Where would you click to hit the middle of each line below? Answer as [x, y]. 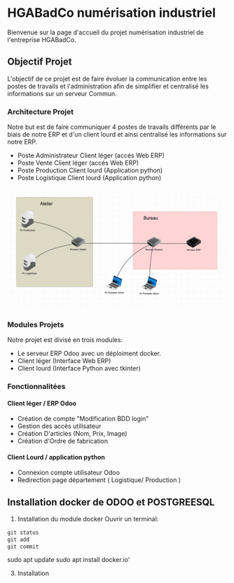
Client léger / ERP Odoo [42, 403]
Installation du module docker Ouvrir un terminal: [88, 519]
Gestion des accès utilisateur [59, 426]
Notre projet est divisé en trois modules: [65, 340]
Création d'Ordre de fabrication [63, 441]
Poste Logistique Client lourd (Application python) [89, 178]
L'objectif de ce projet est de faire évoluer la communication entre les [107, 78]
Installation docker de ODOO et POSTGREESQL [111, 502]
